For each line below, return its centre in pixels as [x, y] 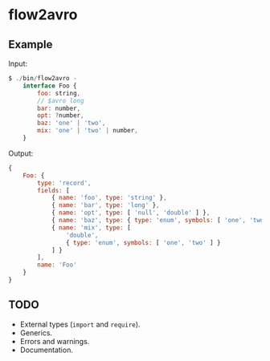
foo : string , [59, 93]
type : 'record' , [64, 183]
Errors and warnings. [55, 341]
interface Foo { [50, 86]
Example [31, 45]
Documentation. [47, 350]
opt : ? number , [61, 116]
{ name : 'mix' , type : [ [91, 227]
